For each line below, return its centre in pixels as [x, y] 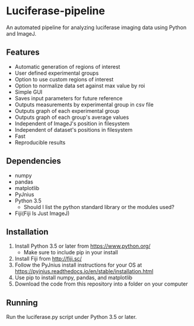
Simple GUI [28, 92]
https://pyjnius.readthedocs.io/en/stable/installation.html [84, 271]
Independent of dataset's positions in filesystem [74, 129]
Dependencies [34, 161]
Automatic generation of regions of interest [67, 67]
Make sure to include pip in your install [71, 252]
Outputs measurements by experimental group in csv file [84, 105]
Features [23, 53]
